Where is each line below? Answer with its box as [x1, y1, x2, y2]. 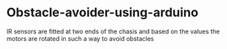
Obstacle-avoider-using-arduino [6, 5, 199, 20]
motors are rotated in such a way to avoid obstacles [6, 34, 154, 42]
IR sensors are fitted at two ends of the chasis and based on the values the [6, 27, 220, 35]
